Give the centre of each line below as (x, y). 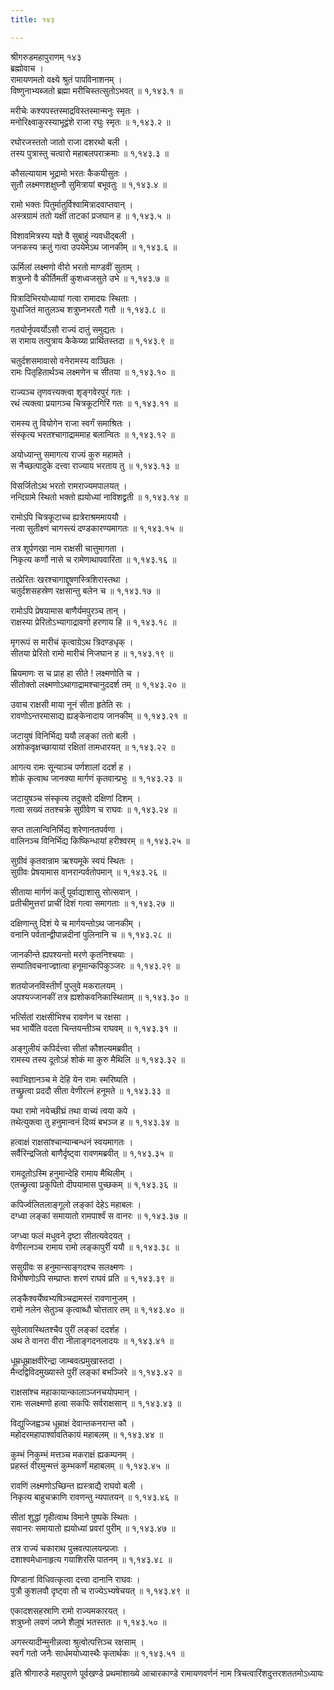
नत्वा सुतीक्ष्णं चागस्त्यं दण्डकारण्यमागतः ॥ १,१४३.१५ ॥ (96, 528)
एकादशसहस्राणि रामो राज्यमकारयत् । (68, 1610)
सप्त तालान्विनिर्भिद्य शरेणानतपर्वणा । (67, 829)
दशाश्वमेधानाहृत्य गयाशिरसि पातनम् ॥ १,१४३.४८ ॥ (91, 1559)
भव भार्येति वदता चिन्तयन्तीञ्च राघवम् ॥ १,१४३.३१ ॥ (94, 1028)
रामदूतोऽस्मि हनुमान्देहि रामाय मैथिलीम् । (71, 1173)
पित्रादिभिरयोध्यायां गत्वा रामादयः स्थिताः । (74, 298)
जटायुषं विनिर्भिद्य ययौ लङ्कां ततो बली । (73, 735)
